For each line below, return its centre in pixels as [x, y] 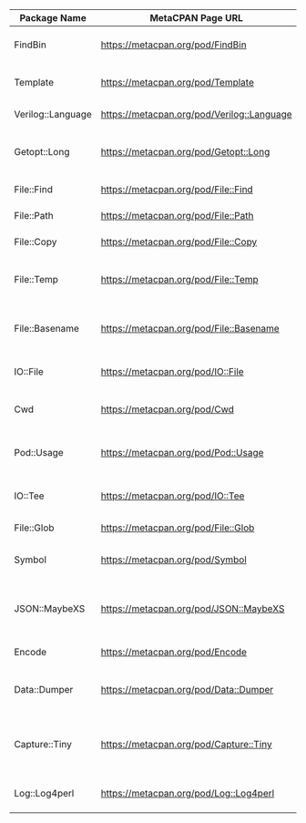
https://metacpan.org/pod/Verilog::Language [197, 114]
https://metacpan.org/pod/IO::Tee [173, 496]
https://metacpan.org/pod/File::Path [177, 216]
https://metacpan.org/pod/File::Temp [180, 279]
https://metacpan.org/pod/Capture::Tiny [186, 744]
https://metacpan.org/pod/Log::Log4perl [188, 793]
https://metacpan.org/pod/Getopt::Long [185, 152]
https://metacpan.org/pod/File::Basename [190, 329]
